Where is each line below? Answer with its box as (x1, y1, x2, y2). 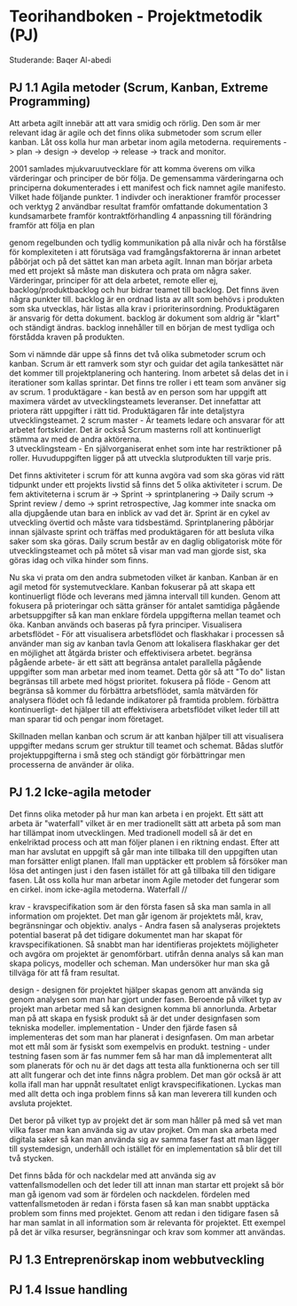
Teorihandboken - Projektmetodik (9, 6, 263, 27)
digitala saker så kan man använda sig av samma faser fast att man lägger (9, 1134, 279, 1144)
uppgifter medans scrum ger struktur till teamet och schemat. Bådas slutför (9, 740, 284, 751)
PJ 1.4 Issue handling (9, 1282, 129, 1298)
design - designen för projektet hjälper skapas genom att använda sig (9, 984, 264, 995)
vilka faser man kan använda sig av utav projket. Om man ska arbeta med (9, 1124, 277, 1135)
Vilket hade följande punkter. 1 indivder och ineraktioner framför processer (9, 191, 281, 202)
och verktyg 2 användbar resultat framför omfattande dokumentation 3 (9, 201, 269, 211)
